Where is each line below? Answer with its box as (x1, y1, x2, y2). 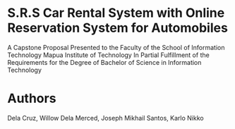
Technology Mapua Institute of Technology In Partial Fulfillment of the (7, 51, 210, 59)
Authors (7, 90, 56, 106)
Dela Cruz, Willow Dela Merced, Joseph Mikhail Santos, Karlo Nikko (7, 113, 204, 122)
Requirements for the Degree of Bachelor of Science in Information (7, 58, 202, 66)
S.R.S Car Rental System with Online (7, 5, 225, 21)
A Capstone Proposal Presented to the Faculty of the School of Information (7, 43, 225, 51)
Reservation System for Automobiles (7, 20, 228, 36)
